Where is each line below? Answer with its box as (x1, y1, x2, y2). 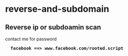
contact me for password (5, 36, 57, 42)
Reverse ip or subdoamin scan (5, 23, 101, 31)
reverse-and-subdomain (5, 3, 110, 15)
